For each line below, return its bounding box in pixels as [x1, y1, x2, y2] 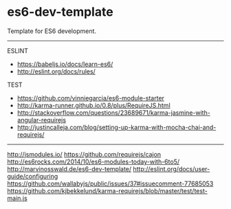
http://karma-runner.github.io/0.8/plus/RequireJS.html [16, 101, 170, 109]
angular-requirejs [16, 115, 67, 124]
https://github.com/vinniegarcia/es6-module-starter [16, 93, 165, 102]
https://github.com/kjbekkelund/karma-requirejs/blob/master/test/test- [7, 186, 208, 195]
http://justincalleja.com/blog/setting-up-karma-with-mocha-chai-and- [16, 123, 217, 131]
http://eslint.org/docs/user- [133, 164, 210, 173]
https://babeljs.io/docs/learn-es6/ [16, 60, 113, 68]
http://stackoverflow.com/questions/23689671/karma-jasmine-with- [16, 108, 211, 117]
